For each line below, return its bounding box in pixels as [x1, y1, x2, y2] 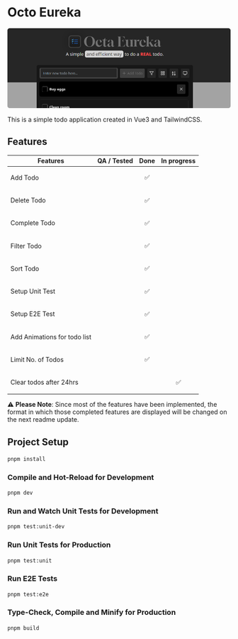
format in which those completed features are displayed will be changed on [7, 408, 228, 416]
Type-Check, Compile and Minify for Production [7, 608, 176, 618]
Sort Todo [10, 264, 40, 273]
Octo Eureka [7, 4, 81, 21]
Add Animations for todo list [10, 332, 92, 341]
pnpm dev [7, 489, 33, 497]
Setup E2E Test [10, 310, 55, 318]
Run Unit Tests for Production [7, 540, 111, 550]
